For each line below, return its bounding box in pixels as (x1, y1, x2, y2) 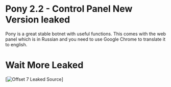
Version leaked (5, 14, 70, 25)
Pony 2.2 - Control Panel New (5, 3, 133, 15)
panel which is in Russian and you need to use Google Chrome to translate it (5, 36, 166, 42)
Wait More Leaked (5, 60, 84, 71)
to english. (5, 41, 28, 47)
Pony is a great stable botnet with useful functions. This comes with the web (5, 31, 166, 37)
